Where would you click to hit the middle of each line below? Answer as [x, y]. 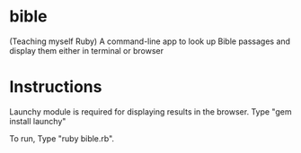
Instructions [56, 87]
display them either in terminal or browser [87, 50]
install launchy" [38, 121]
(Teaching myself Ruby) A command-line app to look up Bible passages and [150, 41]
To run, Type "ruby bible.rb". [62, 138]
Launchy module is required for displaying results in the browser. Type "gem [150, 111]
